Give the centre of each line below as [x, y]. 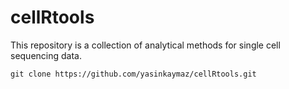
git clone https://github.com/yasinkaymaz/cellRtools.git [133, 74]
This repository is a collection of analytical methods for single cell [145, 45]
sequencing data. [46, 55]
